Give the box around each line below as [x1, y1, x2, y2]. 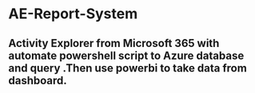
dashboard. [8, 73, 68, 87]
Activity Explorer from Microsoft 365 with [8, 37, 220, 50]
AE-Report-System [8, 5, 138, 23]
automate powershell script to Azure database [8, 48, 245, 62]
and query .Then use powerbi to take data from [8, 61, 248, 75]
